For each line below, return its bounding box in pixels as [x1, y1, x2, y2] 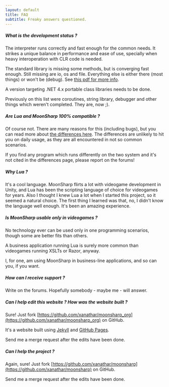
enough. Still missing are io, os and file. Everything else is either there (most [5, 71, 163, 77]
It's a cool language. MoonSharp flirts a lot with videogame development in [5, 182, 161, 188]
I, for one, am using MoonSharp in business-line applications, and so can [5, 257, 157, 264]
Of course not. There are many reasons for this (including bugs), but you [5, 126, 156, 132]
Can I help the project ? [5, 348, 55, 354]
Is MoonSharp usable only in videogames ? [5, 214, 98, 221]
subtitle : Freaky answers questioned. [5, 17, 87, 22]
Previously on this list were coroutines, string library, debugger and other [5, 96, 157, 102]
